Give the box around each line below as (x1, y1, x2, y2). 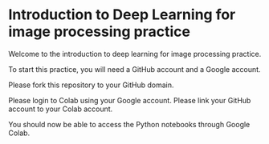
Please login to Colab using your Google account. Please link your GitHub (8, 95, 251, 105)
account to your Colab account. (8, 104, 113, 114)
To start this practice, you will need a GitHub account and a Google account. (8, 64, 261, 74)
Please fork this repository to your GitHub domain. (8, 80, 174, 90)
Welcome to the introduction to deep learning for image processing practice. (8, 49, 262, 58)
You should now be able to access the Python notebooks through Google (8, 119, 251, 129)
